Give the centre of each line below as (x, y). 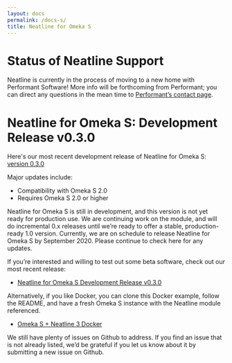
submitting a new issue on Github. (56, 352)
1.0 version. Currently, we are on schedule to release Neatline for (117, 233)
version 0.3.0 (26, 164)
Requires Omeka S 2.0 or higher (63, 198)
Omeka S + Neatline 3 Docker (60, 324)
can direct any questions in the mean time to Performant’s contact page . (110, 95)
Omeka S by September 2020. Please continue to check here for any (105, 241)
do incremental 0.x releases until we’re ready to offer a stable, (95, 227)
